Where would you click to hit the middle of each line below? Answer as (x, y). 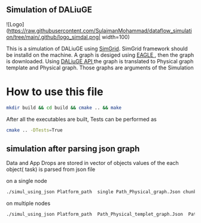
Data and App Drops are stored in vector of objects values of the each (93, 163)
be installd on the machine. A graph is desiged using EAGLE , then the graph (100, 55)
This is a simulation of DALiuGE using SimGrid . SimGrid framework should (97, 48)
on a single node (27, 181)
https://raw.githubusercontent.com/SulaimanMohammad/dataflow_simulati (100, 30)
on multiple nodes (28, 203)
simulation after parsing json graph (73, 149)
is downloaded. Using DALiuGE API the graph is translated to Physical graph (100, 61)
